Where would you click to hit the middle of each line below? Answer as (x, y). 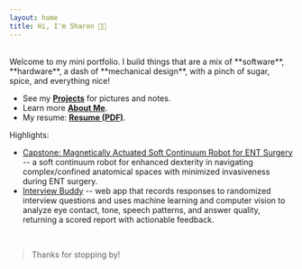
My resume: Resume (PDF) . (74, 117)
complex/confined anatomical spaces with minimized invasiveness (146, 172)
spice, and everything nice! (60, 80)
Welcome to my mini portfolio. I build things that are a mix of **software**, (147, 61)
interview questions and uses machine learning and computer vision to (154, 200)
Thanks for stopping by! (76, 255)
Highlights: (29, 134)
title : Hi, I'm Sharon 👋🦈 (58, 26)
